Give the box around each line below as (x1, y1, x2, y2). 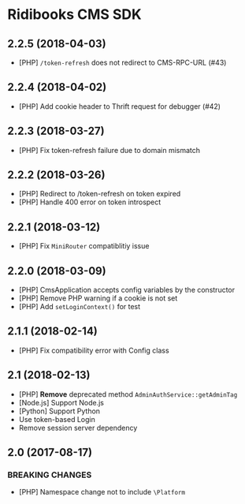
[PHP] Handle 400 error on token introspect (18, 197, 161, 207)
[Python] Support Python (18, 406, 100, 416)
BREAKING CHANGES (7, 469, 92, 480)
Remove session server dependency (18, 423, 138, 432)
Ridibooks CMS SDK (7, 6, 143, 24)
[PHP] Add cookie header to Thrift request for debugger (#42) (18, 101, 221, 111)
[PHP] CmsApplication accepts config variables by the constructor (18, 286, 236, 295)
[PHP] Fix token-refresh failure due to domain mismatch (18, 145, 201, 155)
